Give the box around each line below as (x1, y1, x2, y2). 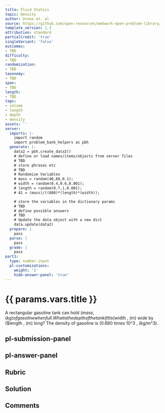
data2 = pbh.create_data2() (14, 149, 71, 154)
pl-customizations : (9, 263, 50, 268)
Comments (5, 402, 40, 410)
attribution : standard (5, 30, 52, 35)
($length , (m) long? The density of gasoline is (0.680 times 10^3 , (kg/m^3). (5, 320, 159, 326)
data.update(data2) (14, 222, 54, 227)
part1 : (5, 254, 19, 259)
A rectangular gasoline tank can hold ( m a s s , (5, 310, 95, 316)
